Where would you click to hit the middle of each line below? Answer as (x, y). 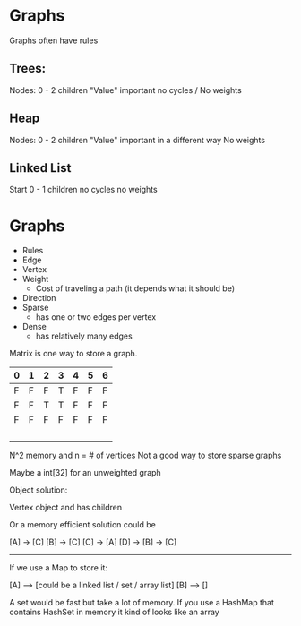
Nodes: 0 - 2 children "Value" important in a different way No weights (138, 140)
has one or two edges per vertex (96, 317)
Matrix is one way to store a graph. (73, 354)
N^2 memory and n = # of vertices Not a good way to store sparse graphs (146, 455)
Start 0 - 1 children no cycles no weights (84, 190)
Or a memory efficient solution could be (83, 525)
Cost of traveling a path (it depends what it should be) (135, 288)
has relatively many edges (84, 336)
